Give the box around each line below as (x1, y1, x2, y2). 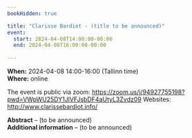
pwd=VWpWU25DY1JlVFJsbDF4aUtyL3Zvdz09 (7, 95, 142, 103)
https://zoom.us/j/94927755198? (92, 88, 185, 96)
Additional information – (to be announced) (7, 124, 133, 131)
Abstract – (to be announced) (7, 116, 92, 124)
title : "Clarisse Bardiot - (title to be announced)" (7, 22, 166, 30)
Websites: (142, 95, 171, 103)
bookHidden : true (7, 10, 57, 17)
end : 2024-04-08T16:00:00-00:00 (13, 42, 107, 49)
